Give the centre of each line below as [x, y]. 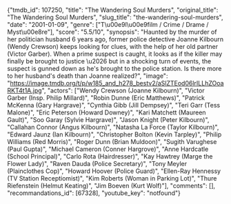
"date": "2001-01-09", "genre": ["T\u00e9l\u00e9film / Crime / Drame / [108, 24]
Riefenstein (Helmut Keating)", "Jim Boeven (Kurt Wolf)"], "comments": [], [111, 186]
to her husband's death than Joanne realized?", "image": [88, 76]
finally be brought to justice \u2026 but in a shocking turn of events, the [109, 61]
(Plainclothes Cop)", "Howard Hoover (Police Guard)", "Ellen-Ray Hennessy [114, 171]
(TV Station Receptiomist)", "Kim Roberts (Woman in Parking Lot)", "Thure [112, 178]
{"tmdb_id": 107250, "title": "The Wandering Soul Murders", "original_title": [113, 10]
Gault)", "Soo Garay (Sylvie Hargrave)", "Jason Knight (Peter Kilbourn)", [108, 120]
